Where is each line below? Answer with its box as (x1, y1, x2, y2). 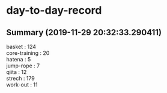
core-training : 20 (6, 49, 50, 57)
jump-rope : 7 (6, 62, 40, 69)
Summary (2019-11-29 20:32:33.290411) (6, 27, 162, 38)
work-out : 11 (6, 81, 38, 88)
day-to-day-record (6, 4, 102, 17)
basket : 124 (6, 43, 37, 50)
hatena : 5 (6, 56, 31, 63)
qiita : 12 (6, 69, 27, 75)
